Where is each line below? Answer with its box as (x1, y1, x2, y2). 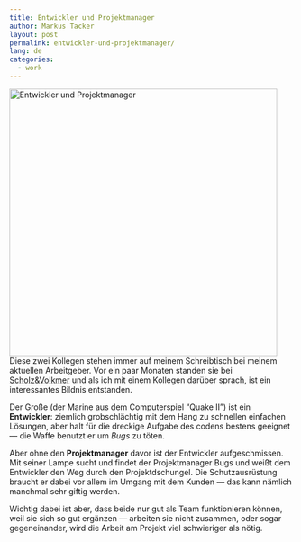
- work (17, 64, 42, 73)
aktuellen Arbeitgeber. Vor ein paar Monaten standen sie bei (9, 365, 233, 375)
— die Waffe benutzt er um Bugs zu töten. (9, 429, 165, 441)
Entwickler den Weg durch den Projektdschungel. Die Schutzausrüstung (9, 466, 278, 477)
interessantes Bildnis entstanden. (9, 384, 132, 394)
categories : (9, 55, 54, 64)
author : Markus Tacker (9, 22, 95, 31)
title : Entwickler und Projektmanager (9, 13, 155, 23)
